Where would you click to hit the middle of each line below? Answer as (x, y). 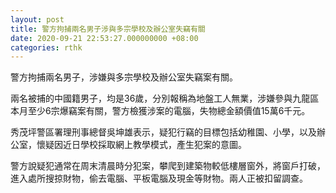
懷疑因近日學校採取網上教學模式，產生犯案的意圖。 (141, 145)
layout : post (37, 19)
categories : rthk (46, 47)
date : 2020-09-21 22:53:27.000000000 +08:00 (104, 38)
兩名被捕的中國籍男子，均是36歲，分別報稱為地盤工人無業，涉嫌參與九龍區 (165, 98)
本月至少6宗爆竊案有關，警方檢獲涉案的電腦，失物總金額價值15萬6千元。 (160, 111)
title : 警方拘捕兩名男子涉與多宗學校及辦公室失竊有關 (108, 29)
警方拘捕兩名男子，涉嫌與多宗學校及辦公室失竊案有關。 (124, 77)
